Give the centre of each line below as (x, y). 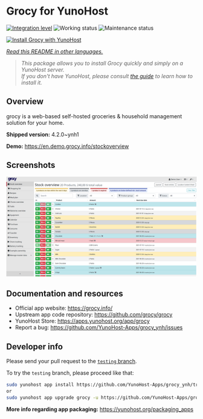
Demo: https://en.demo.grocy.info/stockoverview (68, 146)
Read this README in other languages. (55, 51)
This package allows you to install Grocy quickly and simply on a (102, 63)
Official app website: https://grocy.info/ (64, 308)
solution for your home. (35, 122)
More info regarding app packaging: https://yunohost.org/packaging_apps (100, 409)
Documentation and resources (65, 293)
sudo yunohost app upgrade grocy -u (52, 397)
